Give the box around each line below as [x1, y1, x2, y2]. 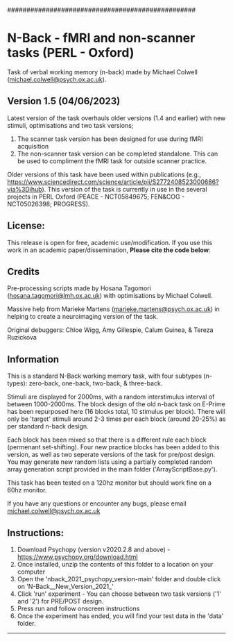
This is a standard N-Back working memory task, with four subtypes [7, 372, 202, 381]
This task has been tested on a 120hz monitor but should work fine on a [7, 478, 212, 487]
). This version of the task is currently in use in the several [41, 185, 207, 193]
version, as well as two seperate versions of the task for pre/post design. [7, 451, 216, 459]
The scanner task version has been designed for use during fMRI [17, 135, 203, 143]
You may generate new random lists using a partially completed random [7, 458, 213, 466]
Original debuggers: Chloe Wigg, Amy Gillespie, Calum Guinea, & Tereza [7, 326, 214, 334]
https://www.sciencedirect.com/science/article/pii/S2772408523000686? [7, 177, 220, 186]
